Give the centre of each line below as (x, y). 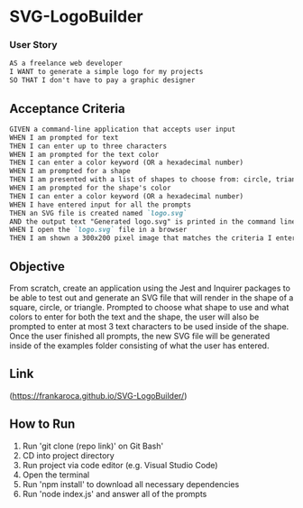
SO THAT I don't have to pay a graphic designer (102, 80)
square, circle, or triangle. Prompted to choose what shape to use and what (149, 307)
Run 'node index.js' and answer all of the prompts (115, 494)
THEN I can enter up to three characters (88, 146)
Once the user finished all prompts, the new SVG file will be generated (140, 336)
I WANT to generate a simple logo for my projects (106, 72)
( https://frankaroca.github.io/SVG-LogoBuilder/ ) (98, 395)
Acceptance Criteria (67, 109)
